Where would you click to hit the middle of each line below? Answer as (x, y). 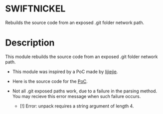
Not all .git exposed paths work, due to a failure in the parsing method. (85, 91)
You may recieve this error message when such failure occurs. (77, 96)
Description (30, 43)
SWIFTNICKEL (35, 9)
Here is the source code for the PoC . (50, 81)
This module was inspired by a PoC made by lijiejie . (65, 71)
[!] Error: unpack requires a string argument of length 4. (77, 106)
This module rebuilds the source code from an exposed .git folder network (81, 56)
